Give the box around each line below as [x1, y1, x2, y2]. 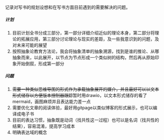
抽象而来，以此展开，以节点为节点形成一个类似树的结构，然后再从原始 [12, 54, 155, 60]
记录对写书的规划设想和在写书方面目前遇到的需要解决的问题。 [5, 4, 131, 10]
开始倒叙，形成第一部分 [16, 61, 65, 67]
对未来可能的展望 [12, 42, 47, 48]
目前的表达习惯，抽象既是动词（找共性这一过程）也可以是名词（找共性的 [12, 117, 159, 123]
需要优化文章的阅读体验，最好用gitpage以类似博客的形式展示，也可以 [12, 105, 153, 110]
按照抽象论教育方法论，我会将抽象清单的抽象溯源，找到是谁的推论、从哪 [12, 48, 159, 54]
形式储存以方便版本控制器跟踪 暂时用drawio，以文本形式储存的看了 [12, 92, 147, 98]
